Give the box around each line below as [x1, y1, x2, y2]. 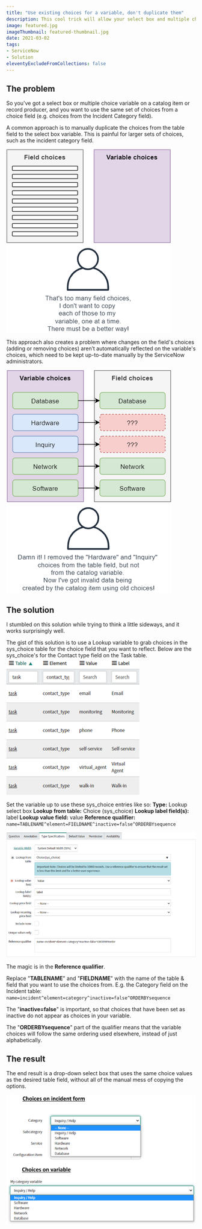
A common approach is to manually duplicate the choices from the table [6, 124, 185, 131]
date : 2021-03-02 [6, 35, 50, 42]
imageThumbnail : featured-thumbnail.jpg [6, 29, 109, 35]
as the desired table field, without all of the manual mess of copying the [6, 1076, 183, 1084]
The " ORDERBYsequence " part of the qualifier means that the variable [6, 1023, 182, 1031]
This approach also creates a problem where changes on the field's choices [6, 338, 194, 346]
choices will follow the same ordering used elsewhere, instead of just [6, 1030, 177, 1037]
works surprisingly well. [6, 627, 65, 634]
